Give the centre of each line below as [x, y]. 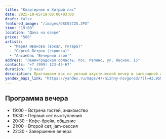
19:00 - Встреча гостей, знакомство [50, 110]
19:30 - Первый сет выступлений [47, 115]
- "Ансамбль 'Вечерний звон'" [41, 55]
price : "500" [19, 37]
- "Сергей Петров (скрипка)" [40, 51]
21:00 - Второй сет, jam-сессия [45, 126]
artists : [14, 42]
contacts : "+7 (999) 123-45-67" [38, 65]
